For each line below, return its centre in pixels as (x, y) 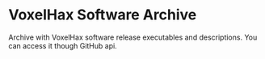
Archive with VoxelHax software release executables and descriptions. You (133, 37)
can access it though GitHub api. (63, 45)
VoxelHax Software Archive (103, 15)
